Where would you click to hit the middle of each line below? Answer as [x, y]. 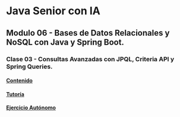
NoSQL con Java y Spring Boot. [65, 42]
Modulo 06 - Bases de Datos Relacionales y [88, 33]
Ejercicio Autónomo [31, 107]
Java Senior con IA [53, 11]
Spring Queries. [29, 67]
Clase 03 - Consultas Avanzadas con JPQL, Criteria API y [90, 59]
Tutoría [15, 94]
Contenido [19, 81]
